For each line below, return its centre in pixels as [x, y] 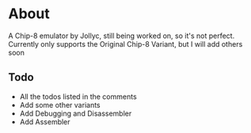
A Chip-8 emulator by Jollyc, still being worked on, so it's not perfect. [122, 36]
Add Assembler [45, 122]
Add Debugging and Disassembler [76, 113]
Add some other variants [60, 104]
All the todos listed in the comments [78, 97]
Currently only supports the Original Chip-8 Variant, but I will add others [125, 44]
